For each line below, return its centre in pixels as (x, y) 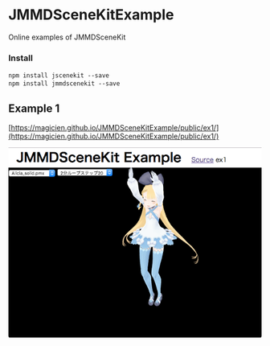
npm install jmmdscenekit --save (64, 84)
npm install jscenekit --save (59, 76)
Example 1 (34, 108)
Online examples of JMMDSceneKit (67, 37)
